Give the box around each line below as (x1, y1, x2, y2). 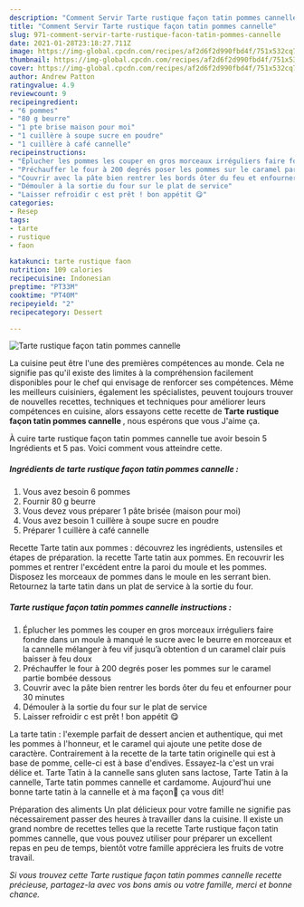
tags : (9, 215, 30, 225)
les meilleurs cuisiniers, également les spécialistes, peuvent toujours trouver (9, 387, 294, 398)
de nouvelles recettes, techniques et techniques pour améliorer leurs (9, 396, 266, 408)
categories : (9, 198, 54, 208)
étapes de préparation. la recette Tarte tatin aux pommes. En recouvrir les (9, 552, 285, 563)
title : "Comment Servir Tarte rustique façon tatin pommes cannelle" (9, 22, 278, 31)
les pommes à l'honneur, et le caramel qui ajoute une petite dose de (9, 738, 262, 749)
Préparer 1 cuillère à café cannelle (22, 525, 149, 536)
